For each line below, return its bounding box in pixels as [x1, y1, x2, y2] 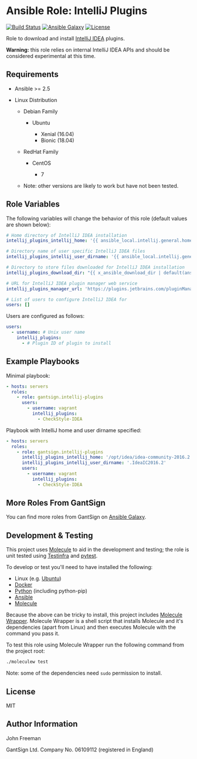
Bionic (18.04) [40, 137, 74, 144]
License [6, 686, 36, 696]
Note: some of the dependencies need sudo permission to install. [6, 670, 162, 677]
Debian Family [23, 107, 58, 115]
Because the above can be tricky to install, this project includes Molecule [6, 611, 183, 618]
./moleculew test [6, 659, 49, 665]
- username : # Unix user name [11, 330, 85, 336]
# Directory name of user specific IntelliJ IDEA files [6, 248, 145, 255]
